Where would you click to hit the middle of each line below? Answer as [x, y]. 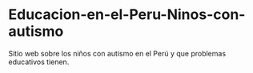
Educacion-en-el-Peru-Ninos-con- [127, 15]
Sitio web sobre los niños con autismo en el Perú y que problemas [117, 53]
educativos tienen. [39, 62]
